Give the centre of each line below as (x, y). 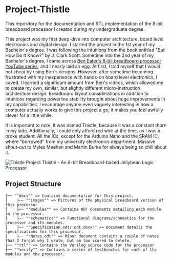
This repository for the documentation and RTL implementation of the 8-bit (84, 24)
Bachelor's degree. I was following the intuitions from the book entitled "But (85, 50)
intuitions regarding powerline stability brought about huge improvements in (85, 99)
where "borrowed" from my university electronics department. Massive (80, 142)
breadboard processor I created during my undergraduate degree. (75, 29)
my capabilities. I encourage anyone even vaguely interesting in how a (79, 104)
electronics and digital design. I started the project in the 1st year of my (80, 44)
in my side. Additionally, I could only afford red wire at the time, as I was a (83, 130)
